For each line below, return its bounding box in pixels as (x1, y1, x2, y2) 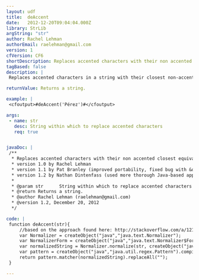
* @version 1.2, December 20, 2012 (11, 199, 99, 206)
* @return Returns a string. (11, 189, 84, 195)
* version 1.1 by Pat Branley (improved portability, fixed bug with (11, 166, 187, 172)
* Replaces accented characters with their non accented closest (11, 156, 176, 162)
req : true (14, 128, 38, 135)
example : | (6, 96, 33, 102)
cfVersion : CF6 (6, 53, 44, 59)
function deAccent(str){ (8, 221, 70, 227)
